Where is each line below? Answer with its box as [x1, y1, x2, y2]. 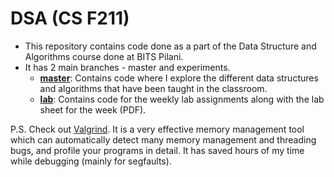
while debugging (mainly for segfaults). [10, 155, 172, 167]
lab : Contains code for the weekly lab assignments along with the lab [39, 93, 325, 105]
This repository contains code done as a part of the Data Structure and [24, 40, 317, 52]
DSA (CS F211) [10, 7, 130, 30]
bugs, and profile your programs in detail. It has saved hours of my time [10, 144, 305, 156]
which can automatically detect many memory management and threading [10, 133, 317, 146]
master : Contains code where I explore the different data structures [39, 72, 319, 84]
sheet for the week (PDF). [39, 103, 147, 116]
